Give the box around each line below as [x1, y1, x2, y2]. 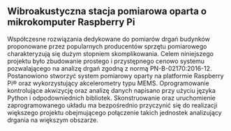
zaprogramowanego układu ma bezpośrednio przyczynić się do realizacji [7, 101, 218, 110]
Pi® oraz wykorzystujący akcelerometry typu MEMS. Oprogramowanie [7, 79, 209, 87]
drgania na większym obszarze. [7, 116, 99, 124]
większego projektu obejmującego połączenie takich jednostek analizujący [7, 108, 222, 116]
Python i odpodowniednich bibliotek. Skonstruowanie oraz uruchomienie [7, 94, 216, 102]
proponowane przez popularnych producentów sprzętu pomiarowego [7, 42, 207, 51]
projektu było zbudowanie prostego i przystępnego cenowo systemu [7, 57, 204, 65]
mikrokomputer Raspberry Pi [7, 17, 135, 28]
